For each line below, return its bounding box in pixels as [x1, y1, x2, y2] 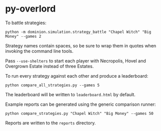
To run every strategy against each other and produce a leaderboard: [5, 73, 148, 79]
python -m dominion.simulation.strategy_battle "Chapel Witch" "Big [5, 29, 151, 34]
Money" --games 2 [5, 34, 42, 39]
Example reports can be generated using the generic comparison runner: [5, 101, 156, 107]
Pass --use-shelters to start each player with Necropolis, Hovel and [5, 57, 146, 63]
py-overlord [5, 3, 56, 15]
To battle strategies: [5, 20, 47, 26]
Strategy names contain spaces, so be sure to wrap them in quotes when [5, 42, 156, 48]
